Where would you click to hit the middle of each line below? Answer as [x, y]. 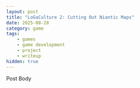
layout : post [22, 12]
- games [26, 39]
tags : [13, 34]
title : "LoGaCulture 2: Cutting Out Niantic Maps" [70, 17]
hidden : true [22, 61]
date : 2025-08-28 [28, 23]
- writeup [29, 56]
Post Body [19, 78]
